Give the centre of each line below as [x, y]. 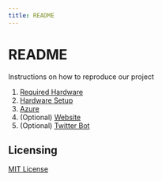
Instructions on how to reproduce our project [81, 77]
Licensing [33, 150]
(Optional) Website [50, 117]
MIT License [28, 169]
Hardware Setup [46, 100]
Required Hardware [51, 92]
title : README [32, 15]
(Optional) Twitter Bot [55, 125]
